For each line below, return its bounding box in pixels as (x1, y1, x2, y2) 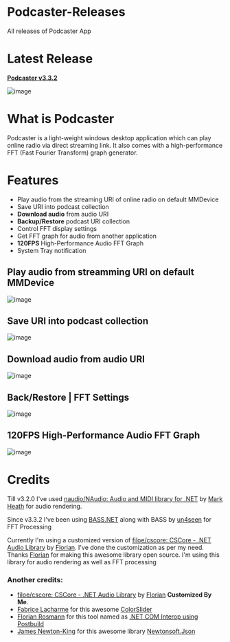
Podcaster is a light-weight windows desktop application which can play (7, 133, 211, 142)
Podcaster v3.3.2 (7, 74, 58, 82)
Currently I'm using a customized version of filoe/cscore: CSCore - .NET (7, 535, 211, 544)
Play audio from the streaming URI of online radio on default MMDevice (16, 195, 219, 203)
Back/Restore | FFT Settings (7, 391, 130, 403)
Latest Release (7, 51, 93, 67)
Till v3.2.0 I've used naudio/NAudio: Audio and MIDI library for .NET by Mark (7, 494, 223, 502)
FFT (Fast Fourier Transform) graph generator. (7, 148, 138, 157)
